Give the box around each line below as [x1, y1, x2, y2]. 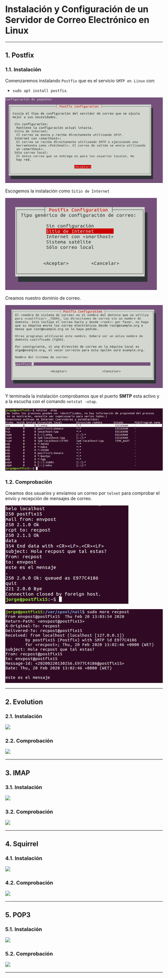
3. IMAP [5, 768, 30, 777]
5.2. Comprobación [5, 950, 53, 957]
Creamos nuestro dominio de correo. [5, 295, 81, 301]
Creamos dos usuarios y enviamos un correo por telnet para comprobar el [5, 490, 160, 496]
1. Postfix [5, 51, 34, 60]
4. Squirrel [5, 839, 38, 848]
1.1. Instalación [5, 66, 41, 73]
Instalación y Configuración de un [5, 4, 149, 15]
